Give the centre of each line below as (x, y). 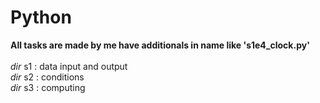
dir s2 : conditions (47, 77)
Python (41, 17)
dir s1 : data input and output (69, 66)
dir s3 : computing (48, 87)
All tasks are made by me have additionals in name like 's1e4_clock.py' (160, 45)
